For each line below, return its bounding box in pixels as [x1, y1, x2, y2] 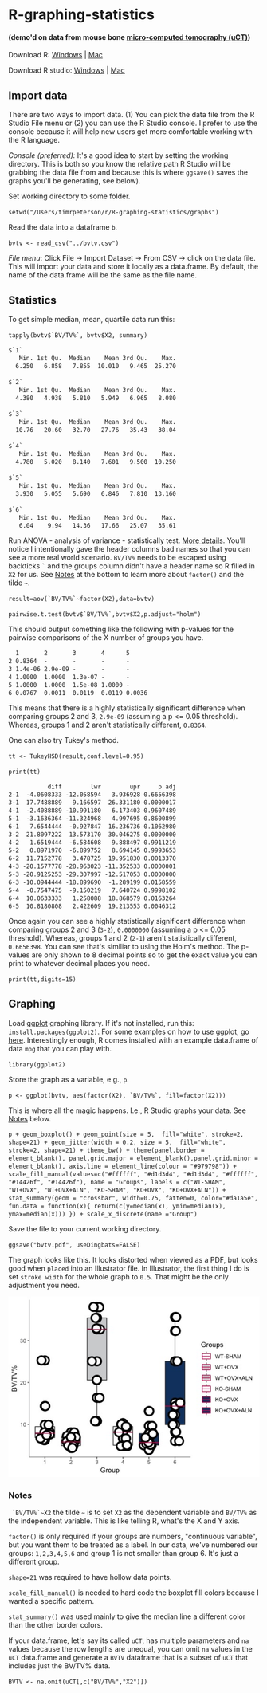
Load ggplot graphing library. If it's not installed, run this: [8, 1018, 194, 1027]
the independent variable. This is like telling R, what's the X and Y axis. [8, 1516, 241, 1526]
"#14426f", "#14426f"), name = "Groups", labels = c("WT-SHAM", [8, 1178, 226, 1186]
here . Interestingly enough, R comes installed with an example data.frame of [8, 1035, 259, 1045]
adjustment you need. [8, 1280, 80, 1290]
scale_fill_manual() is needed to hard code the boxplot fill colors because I [8, 1588, 259, 1597]
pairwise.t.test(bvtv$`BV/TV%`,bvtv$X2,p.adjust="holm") [8, 611, 202, 619]
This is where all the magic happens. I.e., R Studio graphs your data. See [8, 1106, 247, 1115]
